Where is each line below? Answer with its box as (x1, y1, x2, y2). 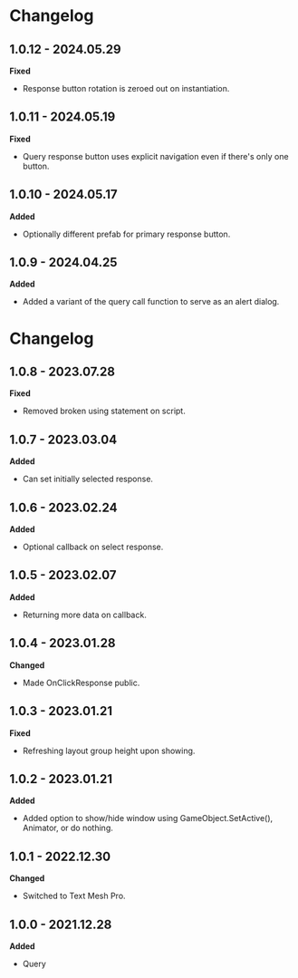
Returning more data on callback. (22, 609, 147, 620)
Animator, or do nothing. (22, 822, 113, 834)
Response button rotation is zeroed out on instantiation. (22, 83, 230, 93)
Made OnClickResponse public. (22, 677, 140, 688)
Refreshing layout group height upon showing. (22, 745, 196, 756)
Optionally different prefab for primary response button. (22, 228, 231, 239)
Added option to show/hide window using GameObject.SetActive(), (22, 813, 274, 824)
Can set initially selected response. (22, 473, 154, 485)
